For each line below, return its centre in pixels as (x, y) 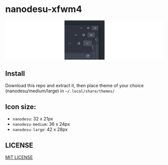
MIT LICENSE (19, 157)
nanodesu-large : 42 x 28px (40, 129)
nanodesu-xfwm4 (44, 9)
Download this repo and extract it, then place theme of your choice (75, 86)
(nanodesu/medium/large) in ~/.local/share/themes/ (60, 91)
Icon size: (21, 107)
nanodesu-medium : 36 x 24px (41, 124)
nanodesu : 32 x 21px (33, 119)
